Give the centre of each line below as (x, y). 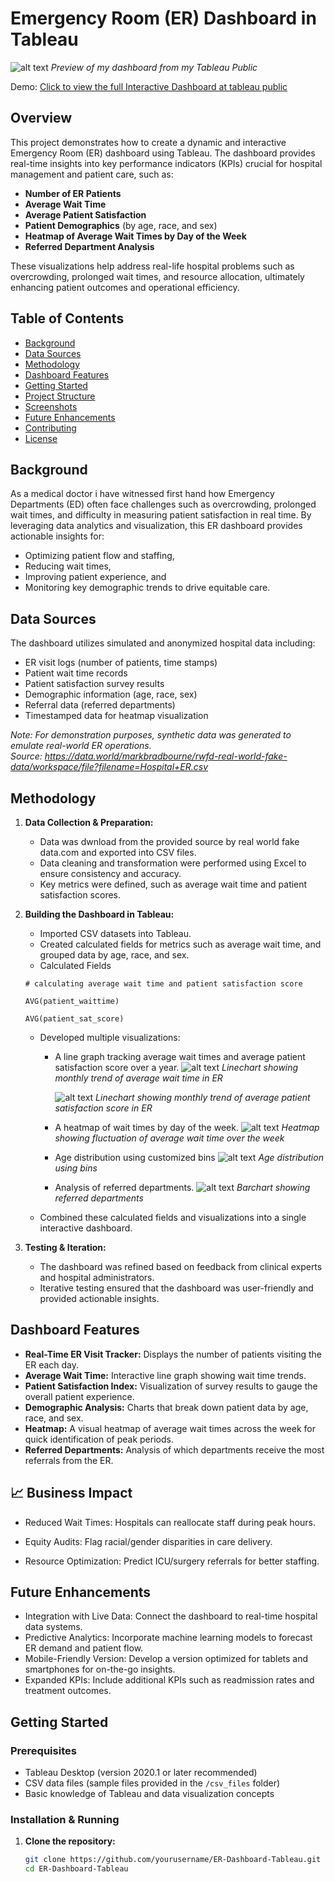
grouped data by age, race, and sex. (114, 955)
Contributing (50, 428)
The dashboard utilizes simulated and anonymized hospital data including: (163, 643)
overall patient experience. (79, 1396)
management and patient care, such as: (92, 174)
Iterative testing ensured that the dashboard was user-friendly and (176, 1288)
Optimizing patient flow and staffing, (99, 556)
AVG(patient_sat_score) (74, 1019)
